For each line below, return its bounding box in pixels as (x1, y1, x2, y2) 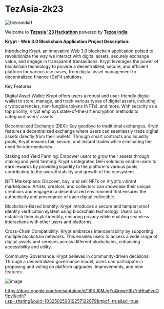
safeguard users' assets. (5, 113, 55, 119)
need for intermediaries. (5, 144, 54, 149)
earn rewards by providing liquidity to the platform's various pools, (5, 164, 139, 169)
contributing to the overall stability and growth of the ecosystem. (5, 168, 135, 174)
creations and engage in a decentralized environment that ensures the (5, 188, 146, 194)
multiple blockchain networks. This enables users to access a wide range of (5, 233, 158, 239)
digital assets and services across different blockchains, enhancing (5, 238, 141, 245)
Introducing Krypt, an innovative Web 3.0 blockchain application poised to (5, 48, 154, 54)
